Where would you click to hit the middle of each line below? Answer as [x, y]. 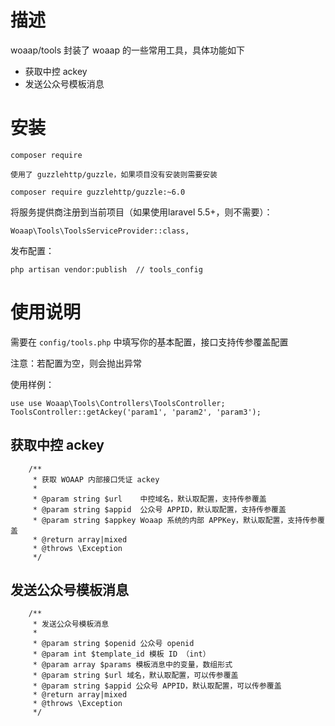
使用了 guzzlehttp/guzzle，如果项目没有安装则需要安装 [114, 174]
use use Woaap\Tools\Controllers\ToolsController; [118, 403]
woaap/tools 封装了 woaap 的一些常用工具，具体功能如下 [127, 50]
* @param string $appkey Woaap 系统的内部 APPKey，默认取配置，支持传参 [175, 520]
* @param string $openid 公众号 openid [113, 644]
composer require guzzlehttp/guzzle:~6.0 [98, 192]
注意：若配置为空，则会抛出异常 [76, 363]
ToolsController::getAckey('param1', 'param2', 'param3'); [136, 412]
